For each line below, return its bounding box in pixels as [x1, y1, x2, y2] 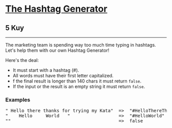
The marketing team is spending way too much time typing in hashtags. [5, 42, 156, 48]
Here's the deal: [5, 57, 39, 63]
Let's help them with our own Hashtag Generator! [5, 47, 110, 53]
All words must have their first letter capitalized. [12, 73, 114, 78]
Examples [5, 96, 31, 103]
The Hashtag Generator [5, 3, 107, 15]
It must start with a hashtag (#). [12, 67, 79, 73]
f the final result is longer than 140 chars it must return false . [12, 78, 142, 84]
